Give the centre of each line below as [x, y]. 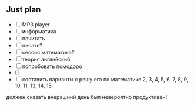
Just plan [24, 10]
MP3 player [36, 24]
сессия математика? [48, 52]
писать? [32, 45]
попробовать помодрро [52, 66]
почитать [34, 38]
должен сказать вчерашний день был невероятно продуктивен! [87, 97]
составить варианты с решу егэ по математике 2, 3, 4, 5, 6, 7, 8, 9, [105, 79]
